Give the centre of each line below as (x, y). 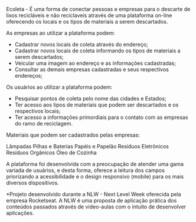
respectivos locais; (37, 111)
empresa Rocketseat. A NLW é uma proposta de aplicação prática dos (92, 201)
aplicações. (20, 213)
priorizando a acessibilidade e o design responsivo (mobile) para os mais (95, 176)
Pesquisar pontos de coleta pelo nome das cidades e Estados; (90, 98)
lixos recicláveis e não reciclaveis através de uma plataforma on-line (89, 15)
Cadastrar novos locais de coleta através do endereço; (81, 44)
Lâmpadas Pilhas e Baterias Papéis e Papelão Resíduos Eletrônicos (88, 146)
